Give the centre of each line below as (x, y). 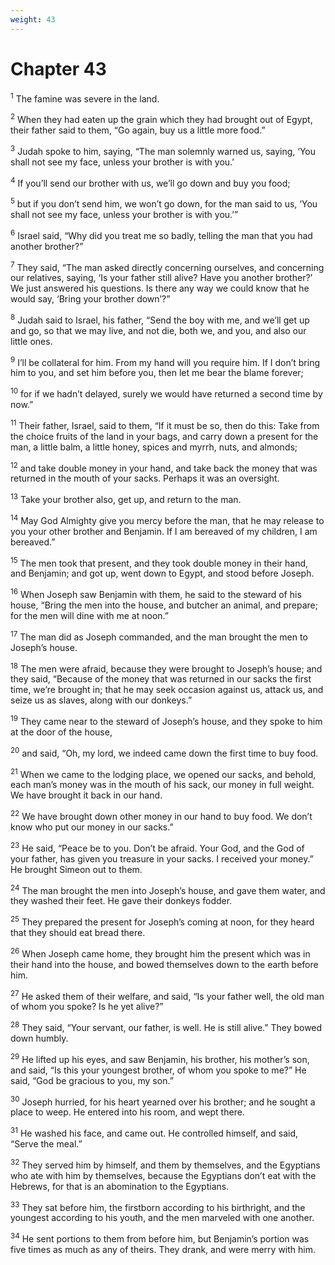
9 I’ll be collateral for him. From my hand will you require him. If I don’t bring (165, 361)
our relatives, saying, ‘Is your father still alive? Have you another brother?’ (161, 278)
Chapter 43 (58, 68)
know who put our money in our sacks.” (92, 827)
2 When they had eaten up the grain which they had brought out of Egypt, (161, 118)
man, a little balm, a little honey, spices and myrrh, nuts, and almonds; (154, 447)
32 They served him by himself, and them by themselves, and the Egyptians (165, 1164)
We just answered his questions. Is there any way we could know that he (160, 288)
